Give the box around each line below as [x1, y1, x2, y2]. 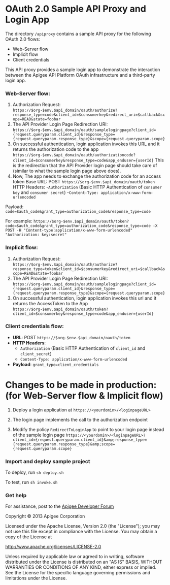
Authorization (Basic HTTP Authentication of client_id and [20, 345, 146, 351]
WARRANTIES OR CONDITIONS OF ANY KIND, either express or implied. [5, 564, 156, 570]
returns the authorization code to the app [12, 146, 99, 152]
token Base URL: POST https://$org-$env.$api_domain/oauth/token [12, 179, 155, 185]
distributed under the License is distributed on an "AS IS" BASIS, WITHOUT [5, 559, 162, 565]
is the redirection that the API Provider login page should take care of [12, 162, 157, 169]
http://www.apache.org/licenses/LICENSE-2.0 [5, 544, 101, 550]
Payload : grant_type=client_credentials [12, 361, 99, 367]
